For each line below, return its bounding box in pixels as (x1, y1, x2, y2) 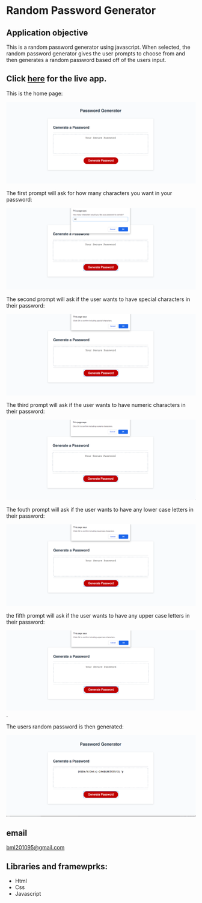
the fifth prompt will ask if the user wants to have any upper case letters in (6, 612, 191, 619)
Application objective (6, 28, 88, 38)
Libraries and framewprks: (6, 861, 108, 872)
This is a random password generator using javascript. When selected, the (6, 43, 191, 51)
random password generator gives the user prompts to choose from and (6, 50, 185, 57)
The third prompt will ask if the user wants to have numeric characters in (6, 401, 186, 408)
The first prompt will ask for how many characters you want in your (6, 190, 173, 197)
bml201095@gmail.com (6, 844, 65, 851)
